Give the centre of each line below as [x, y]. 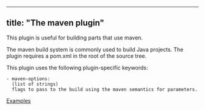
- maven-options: [28, 79]
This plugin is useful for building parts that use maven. [75, 38]
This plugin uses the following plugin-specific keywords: [77, 67]
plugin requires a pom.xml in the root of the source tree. [77, 56]
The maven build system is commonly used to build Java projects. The [95, 49]
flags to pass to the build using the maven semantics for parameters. [105, 89]
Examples [19, 100]
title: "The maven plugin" [56, 23]
